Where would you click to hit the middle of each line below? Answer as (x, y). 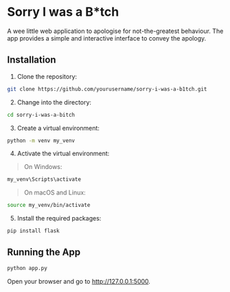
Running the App (44, 252)
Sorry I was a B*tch (63, 12)
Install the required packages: (59, 218)
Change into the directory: (54, 102)
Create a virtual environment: (58, 128)
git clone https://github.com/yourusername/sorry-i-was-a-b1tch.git (107, 89)
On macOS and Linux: (55, 192)
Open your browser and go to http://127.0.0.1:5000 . (79, 281)
